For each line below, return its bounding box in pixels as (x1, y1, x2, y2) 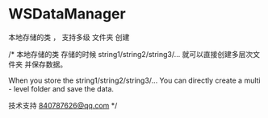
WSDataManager (8, 5, 127, 23)
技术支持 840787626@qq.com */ (8, 100, 118, 110)
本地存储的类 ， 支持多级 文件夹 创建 (8, 32, 130, 42)
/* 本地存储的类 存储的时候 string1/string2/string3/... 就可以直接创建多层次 (8, 49, 253, 59)
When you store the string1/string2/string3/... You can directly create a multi (8, 75, 261, 85)
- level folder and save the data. (8, 83, 115, 93)
